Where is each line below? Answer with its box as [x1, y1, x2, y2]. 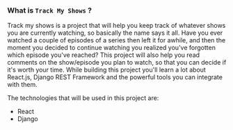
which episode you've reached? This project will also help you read [7, 51, 200, 59]
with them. [7, 81, 38, 89]
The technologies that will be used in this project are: [7, 94, 159, 102]
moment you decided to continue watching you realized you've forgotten [7, 44, 216, 52]
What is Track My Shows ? [7, 6, 93, 15]
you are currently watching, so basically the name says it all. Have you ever [7, 29, 223, 37]
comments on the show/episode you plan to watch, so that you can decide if [7, 58, 227, 67]
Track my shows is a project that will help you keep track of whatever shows [7, 22, 226, 30]
